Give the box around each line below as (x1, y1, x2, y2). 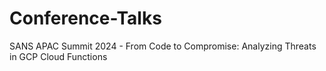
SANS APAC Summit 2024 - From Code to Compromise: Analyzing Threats (9, 40, 317, 52)
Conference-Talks (9, 7, 162, 30)
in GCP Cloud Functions (9, 50, 108, 62)
